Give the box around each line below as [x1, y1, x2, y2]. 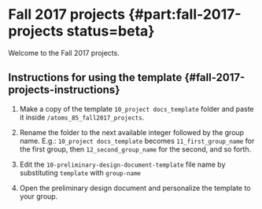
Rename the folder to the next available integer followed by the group [19, 127, 245, 137]
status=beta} [66, 22, 155, 40]
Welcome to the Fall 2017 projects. [8, 48, 120, 57]
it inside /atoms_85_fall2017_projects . [19, 112, 145, 122]
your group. [19, 191, 58, 201]
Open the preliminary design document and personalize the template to [19, 183, 251, 192]
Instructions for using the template [8, 71, 183, 84]
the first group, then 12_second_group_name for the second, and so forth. [19, 144, 252, 154]
